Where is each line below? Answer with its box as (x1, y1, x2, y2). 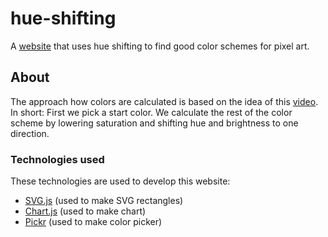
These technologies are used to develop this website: (10, 175, 231, 187)
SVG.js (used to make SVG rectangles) (24, 195, 184, 207)
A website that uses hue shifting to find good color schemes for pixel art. (10, 40, 310, 52)
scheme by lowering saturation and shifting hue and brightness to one (10, 117, 299, 129)
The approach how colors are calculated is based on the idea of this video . (10, 95, 319, 107)
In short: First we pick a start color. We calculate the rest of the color (10, 106, 293, 118)
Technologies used (10, 152, 105, 166)
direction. (10, 127, 50, 139)
